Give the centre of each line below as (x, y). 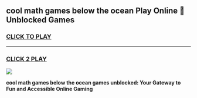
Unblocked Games (40, 20)
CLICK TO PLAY (29, 37)
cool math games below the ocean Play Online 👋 (95, 11)
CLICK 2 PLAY (26, 59)
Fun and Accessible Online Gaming (50, 89)
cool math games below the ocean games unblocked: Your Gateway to (94, 82)
